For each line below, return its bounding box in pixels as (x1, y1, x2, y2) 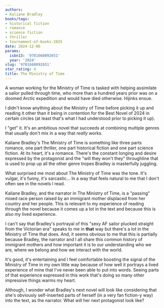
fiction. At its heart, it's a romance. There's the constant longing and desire (5, 150, 157, 156)
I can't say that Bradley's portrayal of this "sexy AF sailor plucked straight (5, 220, 154, 227)
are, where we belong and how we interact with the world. (5, 247, 123, 253)
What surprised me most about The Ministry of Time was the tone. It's (5, 170, 147, 176)
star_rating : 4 (5, 67, 36, 72)
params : (5, 48, 21, 53)
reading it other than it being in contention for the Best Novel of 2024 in (5, 110, 150, 116)
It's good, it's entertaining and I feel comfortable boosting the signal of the (5, 256, 156, 262)
